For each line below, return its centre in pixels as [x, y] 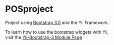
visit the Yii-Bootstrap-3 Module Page [44, 37]
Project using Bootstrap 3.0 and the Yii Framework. [57, 22]
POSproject [29, 9]
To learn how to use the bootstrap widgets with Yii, [57, 32]
